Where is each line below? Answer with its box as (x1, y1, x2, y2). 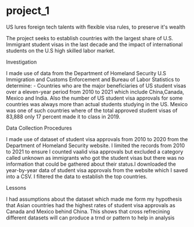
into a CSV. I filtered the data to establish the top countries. (6, 173, 147, 180)
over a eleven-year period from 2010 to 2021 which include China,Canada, (6, 88, 185, 95)
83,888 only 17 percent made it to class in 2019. (6, 113, 121, 120)
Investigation (6, 58, 37, 65)
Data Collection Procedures (6, 124, 72, 131)
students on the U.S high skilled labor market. (6, 47, 115, 54)
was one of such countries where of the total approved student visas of (6, 107, 178, 114)
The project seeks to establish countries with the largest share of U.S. (6, 34, 174, 41)
